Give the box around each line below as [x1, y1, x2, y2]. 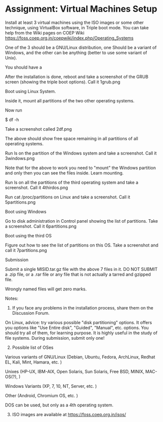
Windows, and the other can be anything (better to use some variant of [5, 50, 147, 56]
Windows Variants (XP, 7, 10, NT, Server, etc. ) [5, 383, 97, 389]
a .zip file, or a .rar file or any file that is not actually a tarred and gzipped [5, 271, 151, 277]
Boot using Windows [5, 209, 47, 214]
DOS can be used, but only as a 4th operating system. [5, 402, 113, 408]
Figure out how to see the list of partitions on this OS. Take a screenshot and [5, 242, 159, 248]
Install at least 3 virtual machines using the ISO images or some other [5, 19, 144, 25]
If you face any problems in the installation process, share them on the [12, 305, 154, 310]
